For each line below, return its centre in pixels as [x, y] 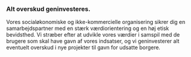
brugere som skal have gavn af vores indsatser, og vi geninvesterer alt [93, 41]
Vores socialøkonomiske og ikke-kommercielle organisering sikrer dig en [96, 22]
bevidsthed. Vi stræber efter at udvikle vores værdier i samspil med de [93, 35]
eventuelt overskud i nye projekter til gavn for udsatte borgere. [83, 47]
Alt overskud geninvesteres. [48, 9]
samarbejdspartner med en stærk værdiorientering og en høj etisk [88, 28]
